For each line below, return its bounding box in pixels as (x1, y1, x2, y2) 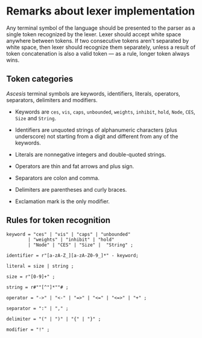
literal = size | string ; (6, 263, 74, 269)
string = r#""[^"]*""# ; (6, 284, 69, 290)
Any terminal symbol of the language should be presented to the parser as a (6, 24, 195, 31)
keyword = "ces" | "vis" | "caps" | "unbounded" (6, 231, 131, 237)
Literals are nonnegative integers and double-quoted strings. (14, 151, 166, 158)
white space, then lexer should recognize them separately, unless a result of (6, 44, 196, 51)
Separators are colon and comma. (14, 174, 99, 181)
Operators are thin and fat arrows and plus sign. (14, 162, 134, 170)
